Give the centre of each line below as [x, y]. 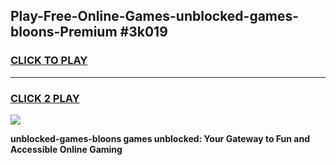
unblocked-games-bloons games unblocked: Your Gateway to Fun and [160, 138]
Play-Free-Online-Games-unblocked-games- [155, 16]
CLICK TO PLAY [49, 61]
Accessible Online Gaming [66, 149]
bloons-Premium [64, 32]
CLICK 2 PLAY [45, 98]
